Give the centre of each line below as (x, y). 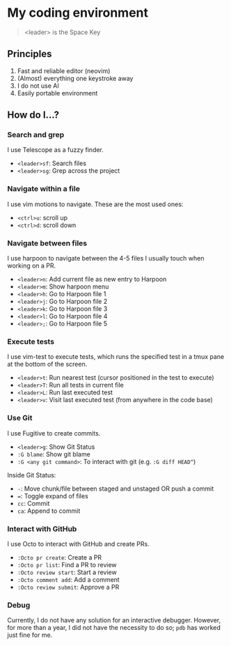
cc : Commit (33, 503)
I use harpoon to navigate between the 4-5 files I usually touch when (106, 259)
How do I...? (33, 115)
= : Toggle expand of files (53, 495)
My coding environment (78, 13)
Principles (30, 54)
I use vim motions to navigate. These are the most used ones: (95, 204)
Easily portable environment (57, 93)
